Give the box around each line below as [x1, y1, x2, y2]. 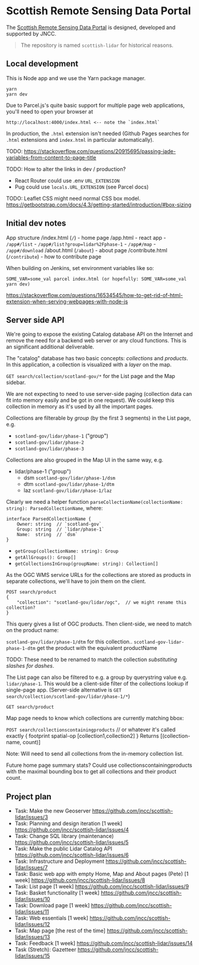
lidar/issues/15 [14, 953, 50, 960]
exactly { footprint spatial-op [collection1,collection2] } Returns [6, 732, 159, 739]
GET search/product [6, 704, 54, 710]
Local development [6, 59, 79, 69]
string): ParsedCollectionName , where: [6, 504, 103, 512]
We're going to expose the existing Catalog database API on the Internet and [6, 331, 193, 338]
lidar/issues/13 [14, 934, 50, 941]
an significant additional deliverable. [6, 343, 95, 351]
